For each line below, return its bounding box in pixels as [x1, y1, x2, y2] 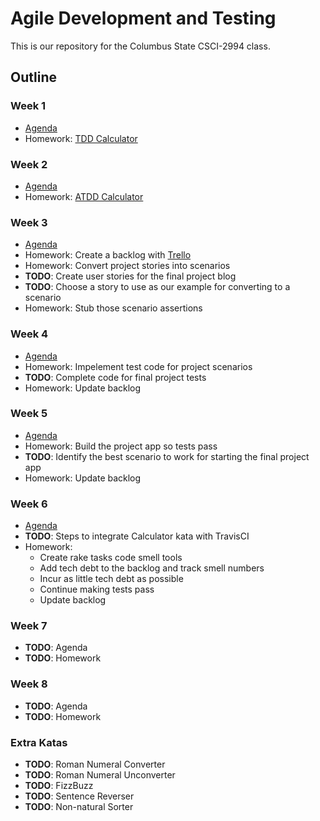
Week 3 [10, 215, 48, 229]
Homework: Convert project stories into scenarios [24, 260, 231, 272]
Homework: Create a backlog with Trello [24, 249, 192, 261]
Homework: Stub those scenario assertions [24, 302, 203, 314]
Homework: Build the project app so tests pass [24, 440, 218, 452]
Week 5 [10, 407, 48, 421]
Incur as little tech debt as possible [39, 573, 184, 585]
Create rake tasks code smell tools [39, 552, 183, 564]
